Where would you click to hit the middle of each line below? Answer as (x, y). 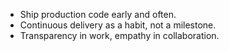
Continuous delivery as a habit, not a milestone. (118, 25)
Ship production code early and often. (98, 14)
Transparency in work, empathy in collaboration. (119, 35)
